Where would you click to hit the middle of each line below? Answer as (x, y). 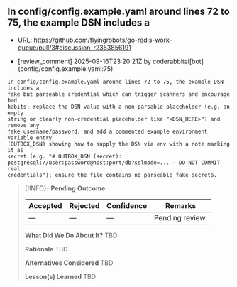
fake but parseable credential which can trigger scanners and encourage (119, 94)
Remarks (181, 205)
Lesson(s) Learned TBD (60, 276)
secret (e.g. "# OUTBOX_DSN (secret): (65, 156)
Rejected (84, 205)
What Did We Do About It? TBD (71, 235)
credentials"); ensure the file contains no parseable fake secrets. (112, 175)
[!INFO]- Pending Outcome (65, 188)
